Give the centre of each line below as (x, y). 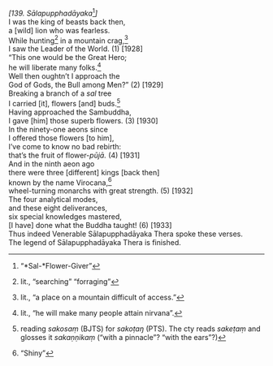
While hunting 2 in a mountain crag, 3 (68, 40)
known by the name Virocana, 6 (60, 182)
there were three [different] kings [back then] (84, 172)
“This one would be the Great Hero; (68, 58)
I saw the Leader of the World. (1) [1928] (76, 49)
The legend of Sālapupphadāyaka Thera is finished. (95, 243)
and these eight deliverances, (58, 208)
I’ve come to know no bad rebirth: (65, 146)
